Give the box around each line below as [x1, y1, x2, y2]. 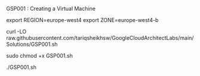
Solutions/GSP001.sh [6, 41, 58, 47]
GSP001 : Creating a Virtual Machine [6, 5, 96, 12]
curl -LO [6, 28, 27, 35]
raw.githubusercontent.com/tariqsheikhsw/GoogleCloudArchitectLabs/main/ [6, 34, 194, 41]
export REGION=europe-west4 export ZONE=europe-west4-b [6, 17, 159, 23]
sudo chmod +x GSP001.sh [6, 52, 73, 59]
